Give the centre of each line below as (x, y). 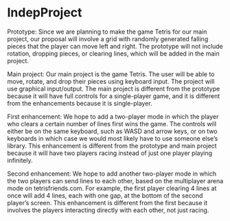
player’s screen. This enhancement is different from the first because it (107, 202)
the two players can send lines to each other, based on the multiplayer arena (115, 181)
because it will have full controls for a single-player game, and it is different (114, 96)
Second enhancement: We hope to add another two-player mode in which (112, 174)
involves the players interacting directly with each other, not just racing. (108, 210)
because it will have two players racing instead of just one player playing (110, 153)
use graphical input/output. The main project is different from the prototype (114, 89)
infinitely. (20, 160)
